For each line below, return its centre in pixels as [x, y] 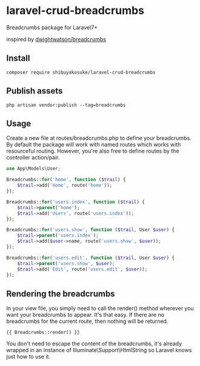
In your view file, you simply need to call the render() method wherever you [100, 308]
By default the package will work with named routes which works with [94, 145]
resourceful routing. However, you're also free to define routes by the [93, 151]
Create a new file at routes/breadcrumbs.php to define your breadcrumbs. [99, 138]
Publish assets [35, 91]
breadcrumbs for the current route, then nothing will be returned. [87, 321]
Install [18, 58]
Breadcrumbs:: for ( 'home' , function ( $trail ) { [66, 180]
